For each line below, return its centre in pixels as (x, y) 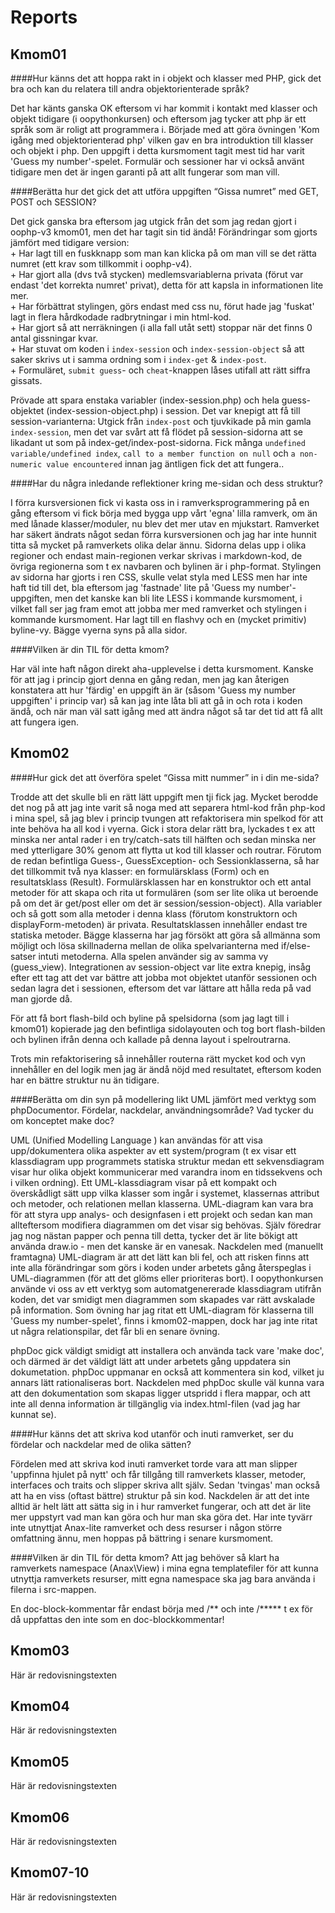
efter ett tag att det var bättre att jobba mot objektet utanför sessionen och (164, 977)
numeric (26, 465)
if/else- (296, 945)
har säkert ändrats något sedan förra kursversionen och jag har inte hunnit (163, 534)
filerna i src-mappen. (53, 1589)
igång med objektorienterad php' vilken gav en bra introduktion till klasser (162, 140)
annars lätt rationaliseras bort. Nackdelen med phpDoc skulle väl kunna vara (167, 1382)
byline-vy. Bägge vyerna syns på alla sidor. (99, 630)
